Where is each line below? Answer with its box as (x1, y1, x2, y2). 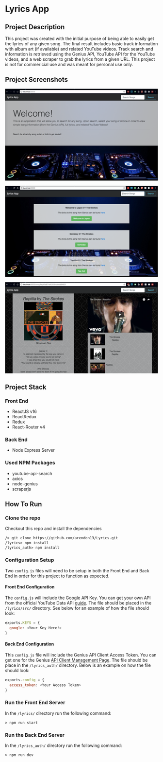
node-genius (12, 480, 38, 487)
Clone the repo (5, 514, 41, 521)
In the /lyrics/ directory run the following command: (5, 710, 112, 716)
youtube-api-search (12, 470, 52, 476)
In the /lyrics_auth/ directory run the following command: (5, 743, 122, 748)
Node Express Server (12, 447, 55, 453)
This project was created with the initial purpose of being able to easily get (5, 35, 154, 41)
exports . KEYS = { (5, 620, 40, 625)
